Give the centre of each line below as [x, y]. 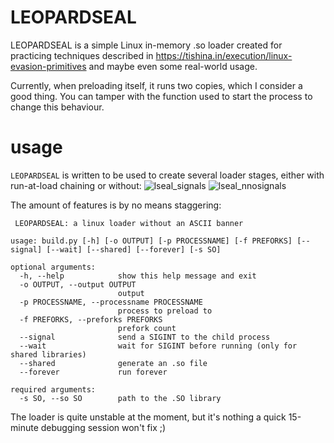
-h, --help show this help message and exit [138, 276]
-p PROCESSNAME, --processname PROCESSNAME [111, 302]
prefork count [147, 328]
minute [24, 427]
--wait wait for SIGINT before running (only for [158, 346]
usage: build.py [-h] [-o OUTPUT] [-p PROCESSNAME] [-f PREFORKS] [151, 241]
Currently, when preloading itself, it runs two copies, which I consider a [156, 85]
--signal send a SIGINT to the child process [145, 337]
